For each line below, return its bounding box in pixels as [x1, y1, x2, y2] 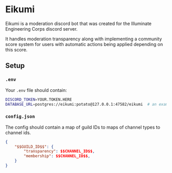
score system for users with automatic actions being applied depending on [5, 41, 163, 47]
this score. [5, 46, 28, 53]
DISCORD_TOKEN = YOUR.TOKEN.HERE [5, 97, 72, 102]
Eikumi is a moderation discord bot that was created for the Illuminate [5, 20, 152, 27]
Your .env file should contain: [5, 87, 68, 93]
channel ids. [5, 129, 31, 136]
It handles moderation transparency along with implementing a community [5, 36, 162, 42]
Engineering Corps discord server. [5, 26, 78, 32]
